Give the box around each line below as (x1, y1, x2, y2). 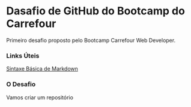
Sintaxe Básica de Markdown (6, 65, 78, 72)
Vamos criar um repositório (6, 94, 74, 101)
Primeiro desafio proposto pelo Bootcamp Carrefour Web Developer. (6, 36, 176, 44)
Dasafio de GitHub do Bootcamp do (6, 4, 185, 18)
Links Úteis (6, 51, 40, 60)
